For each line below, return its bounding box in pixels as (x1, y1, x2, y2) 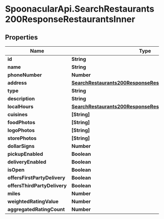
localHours (7, 103, 34, 110)
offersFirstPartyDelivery (7, 174, 65, 181)
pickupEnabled (7, 151, 43, 157)
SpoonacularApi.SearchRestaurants (5, 3, 155, 15)
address (7, 79, 27, 86)
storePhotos (7, 135, 37, 142)
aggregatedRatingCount (7, 206, 65, 213)
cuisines (7, 111, 28, 118)
